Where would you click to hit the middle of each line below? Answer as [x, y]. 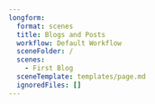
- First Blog [49, 69]
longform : [27, 18]
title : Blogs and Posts [61, 34]
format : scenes [45, 26]
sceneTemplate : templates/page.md [81, 77]
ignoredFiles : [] [49, 85]
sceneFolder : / [45, 52]
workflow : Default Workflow [69, 43]
